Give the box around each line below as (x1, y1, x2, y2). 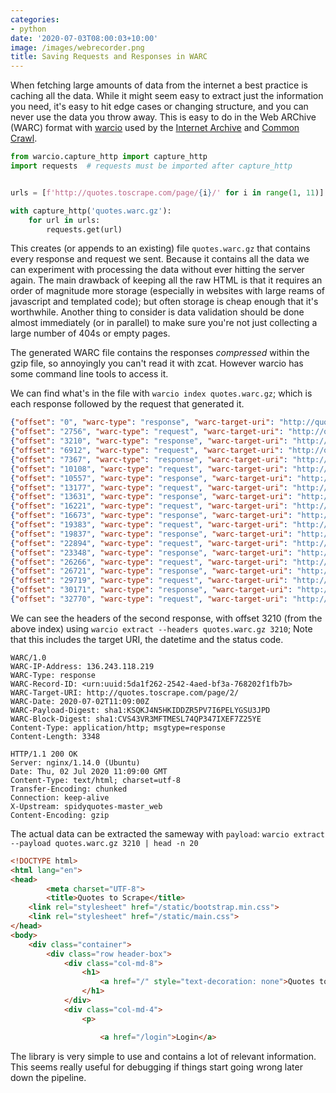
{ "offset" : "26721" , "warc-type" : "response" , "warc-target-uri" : (10, 566, 293, 576)
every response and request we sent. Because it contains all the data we (10, 253, 310, 265)
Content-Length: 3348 (10, 731, 101, 741)
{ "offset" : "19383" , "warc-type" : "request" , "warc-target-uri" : (10, 520, 289, 530)
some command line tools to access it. (10, 368, 169, 380)
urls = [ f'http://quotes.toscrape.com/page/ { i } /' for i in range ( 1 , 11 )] (10, 187, 325, 198)
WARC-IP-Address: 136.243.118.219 (10, 661, 155, 671)
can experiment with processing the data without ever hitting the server (10, 264, 305, 276)
